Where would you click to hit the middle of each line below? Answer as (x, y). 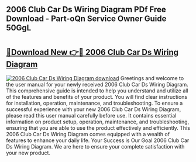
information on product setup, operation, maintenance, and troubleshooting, (98, 122)
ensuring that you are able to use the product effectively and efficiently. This (98, 128)
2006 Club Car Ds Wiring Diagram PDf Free (86, 10)
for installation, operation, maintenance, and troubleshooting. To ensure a (94, 103)
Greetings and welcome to (152, 78)
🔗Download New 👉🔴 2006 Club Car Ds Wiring (92, 52)
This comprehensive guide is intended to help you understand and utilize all (97, 91)
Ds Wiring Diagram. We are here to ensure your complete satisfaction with (95, 147)
